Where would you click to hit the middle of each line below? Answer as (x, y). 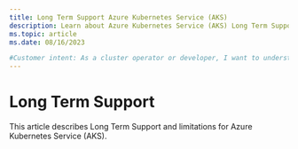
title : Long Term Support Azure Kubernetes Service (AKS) (118, 17)
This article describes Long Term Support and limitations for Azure (131, 127)
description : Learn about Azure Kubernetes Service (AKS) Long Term (138, 26)
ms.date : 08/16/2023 (47, 42)
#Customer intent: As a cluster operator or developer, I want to (134, 59)
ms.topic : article (43, 34)
